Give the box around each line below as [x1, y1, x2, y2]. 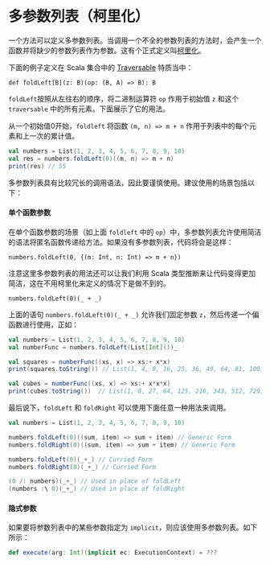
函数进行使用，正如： [8, 320, 79, 329]
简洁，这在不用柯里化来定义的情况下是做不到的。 [8, 278, 170, 288]
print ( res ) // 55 [8, 162, 67, 170]
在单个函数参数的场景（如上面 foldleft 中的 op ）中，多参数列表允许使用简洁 [8, 227, 262, 237]
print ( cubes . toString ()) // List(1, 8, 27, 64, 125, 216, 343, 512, [8, 387, 247, 395]
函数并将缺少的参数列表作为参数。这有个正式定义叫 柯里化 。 [8, 45, 206, 55]
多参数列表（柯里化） [8, 7, 150, 26]
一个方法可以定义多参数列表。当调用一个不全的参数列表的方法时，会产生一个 [8, 35, 262, 45]
